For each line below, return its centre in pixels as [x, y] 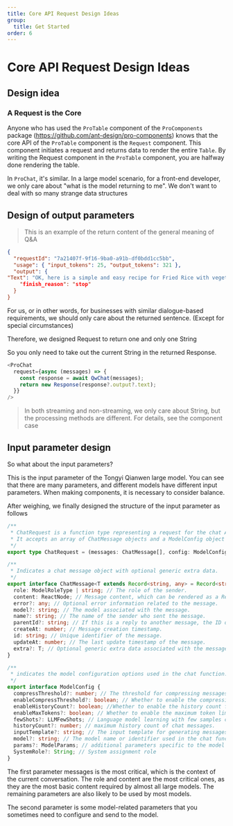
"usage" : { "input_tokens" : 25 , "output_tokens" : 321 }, [97, 265]
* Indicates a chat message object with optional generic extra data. [114, 571]
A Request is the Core [44, 113]
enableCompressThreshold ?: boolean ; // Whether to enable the [105, 700]
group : [17, 20]
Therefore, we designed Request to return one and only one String [102, 339]
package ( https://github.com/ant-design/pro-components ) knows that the [113, 136]
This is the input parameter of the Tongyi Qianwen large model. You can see [116, 478]
